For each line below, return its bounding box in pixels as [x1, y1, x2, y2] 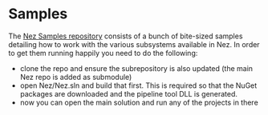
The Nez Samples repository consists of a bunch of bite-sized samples [8, 31, 243, 41]
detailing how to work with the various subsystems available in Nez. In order [8, 39, 260, 49]
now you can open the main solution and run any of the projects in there [19, 97, 258, 107]
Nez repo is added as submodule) [19, 72, 132, 81]
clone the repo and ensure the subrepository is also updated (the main [19, 63, 254, 73]
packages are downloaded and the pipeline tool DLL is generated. [19, 89, 238, 98]
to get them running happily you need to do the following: [8, 48, 198, 57]
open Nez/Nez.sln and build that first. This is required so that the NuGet [19, 81, 258, 90]
